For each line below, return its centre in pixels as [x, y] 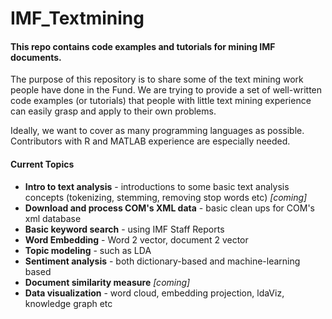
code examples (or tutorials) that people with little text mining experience [161, 101]
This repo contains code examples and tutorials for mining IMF [143, 46]
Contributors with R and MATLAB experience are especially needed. [150, 141]
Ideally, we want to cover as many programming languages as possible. [157, 131]
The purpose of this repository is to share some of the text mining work [157, 79]
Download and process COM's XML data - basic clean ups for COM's [169, 208]
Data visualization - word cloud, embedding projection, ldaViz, [154, 293]
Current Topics [42, 164]
